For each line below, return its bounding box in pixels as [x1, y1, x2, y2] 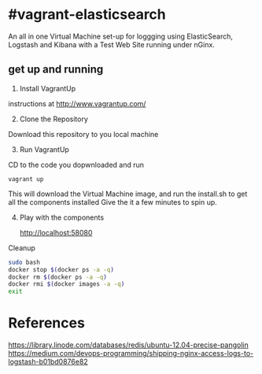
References [8, 314, 85, 332]
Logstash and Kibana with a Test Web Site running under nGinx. [8, 39, 215, 49]
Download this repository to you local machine [8, 129, 159, 139]
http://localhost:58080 [19, 228, 93, 237]
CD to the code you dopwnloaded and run [8, 160, 144, 169]
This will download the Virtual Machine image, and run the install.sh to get [8, 189, 248, 198]
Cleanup [8, 243, 35, 253]
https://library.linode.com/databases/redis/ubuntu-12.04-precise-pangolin [8, 340, 249, 350]
